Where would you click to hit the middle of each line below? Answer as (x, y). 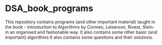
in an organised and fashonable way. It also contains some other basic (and (81, 32)
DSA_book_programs (49, 8)
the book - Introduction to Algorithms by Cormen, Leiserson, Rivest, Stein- (80, 27)
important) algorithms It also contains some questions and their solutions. (79, 37)
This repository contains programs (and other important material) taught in (80, 22)
